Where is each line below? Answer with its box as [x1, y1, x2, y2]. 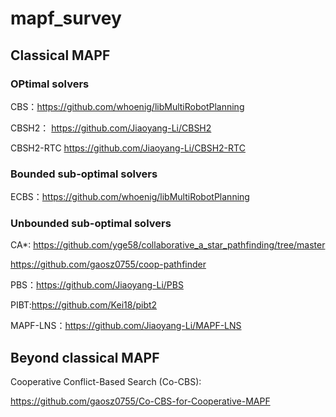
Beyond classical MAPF [10, 349, 160, 366]
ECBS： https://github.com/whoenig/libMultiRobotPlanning [10, 191, 250, 203]
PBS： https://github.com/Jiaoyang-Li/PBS [10, 279, 184, 291]
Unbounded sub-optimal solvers [10, 217, 172, 231]
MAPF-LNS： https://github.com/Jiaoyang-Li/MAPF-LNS [10, 320, 242, 332]
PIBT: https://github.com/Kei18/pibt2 [10, 299, 158, 311]
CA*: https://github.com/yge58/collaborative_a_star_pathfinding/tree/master [10, 239, 326, 251]
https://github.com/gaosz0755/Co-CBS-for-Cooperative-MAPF [10, 395, 271, 407]
